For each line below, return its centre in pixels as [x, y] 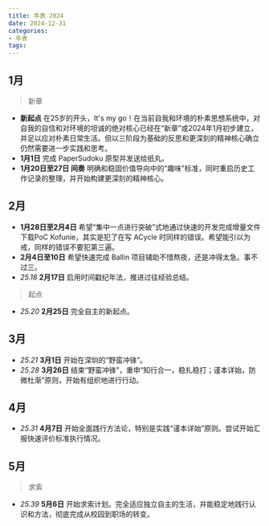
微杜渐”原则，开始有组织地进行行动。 [81, 380]
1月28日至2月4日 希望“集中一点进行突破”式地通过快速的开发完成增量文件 [140, 226]
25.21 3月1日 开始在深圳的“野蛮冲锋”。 [83, 360]
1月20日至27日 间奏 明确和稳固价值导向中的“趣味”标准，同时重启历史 [134, 168]
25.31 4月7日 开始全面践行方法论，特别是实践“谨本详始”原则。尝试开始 [137, 428]
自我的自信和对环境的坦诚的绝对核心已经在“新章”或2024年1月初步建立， [139, 128]
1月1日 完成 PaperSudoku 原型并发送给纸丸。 [94, 158]
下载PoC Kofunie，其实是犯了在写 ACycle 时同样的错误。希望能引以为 [135, 237]
